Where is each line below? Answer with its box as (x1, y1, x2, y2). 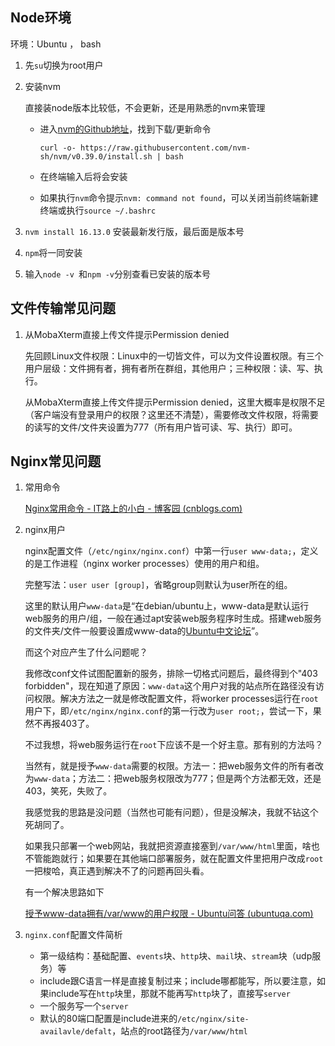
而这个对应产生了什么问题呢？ (24, 646, 148, 658)
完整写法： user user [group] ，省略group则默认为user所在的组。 (24, 579, 293, 591)
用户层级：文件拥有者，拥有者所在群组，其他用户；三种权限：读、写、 (24, 362, 315, 374)
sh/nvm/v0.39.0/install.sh (39, 151, 153, 162)
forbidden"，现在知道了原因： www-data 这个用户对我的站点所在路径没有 (24, 680, 316, 692)
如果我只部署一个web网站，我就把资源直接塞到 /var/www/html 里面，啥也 (24, 840, 320, 852)
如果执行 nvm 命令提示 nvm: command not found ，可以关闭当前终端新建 (39, 191, 319, 203)
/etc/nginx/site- (177, 1014, 250, 1025)
